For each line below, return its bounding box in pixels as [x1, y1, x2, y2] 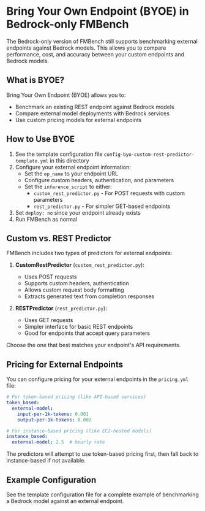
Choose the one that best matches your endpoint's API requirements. [6, 342, 181, 349]
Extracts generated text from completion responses [24, 293, 155, 300]
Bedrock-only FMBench [6, 17, 129, 31]
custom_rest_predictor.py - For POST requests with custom [33, 189, 185, 197]
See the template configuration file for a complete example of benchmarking [6, 491, 199, 498]
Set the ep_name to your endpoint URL [24, 170, 119, 177]
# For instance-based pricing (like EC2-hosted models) [6, 428, 152, 434]
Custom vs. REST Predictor [6, 233, 112, 244]
